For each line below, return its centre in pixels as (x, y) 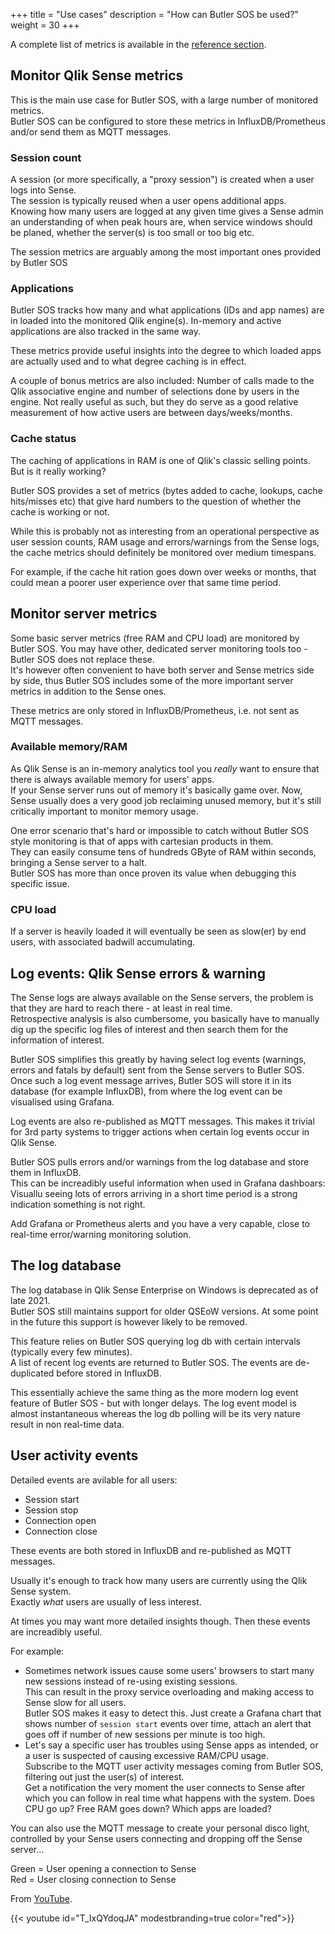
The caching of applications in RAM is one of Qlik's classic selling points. (161, 460)
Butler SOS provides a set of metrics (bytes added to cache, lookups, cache (166, 490)
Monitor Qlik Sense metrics (97, 75)
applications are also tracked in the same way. (106, 331)
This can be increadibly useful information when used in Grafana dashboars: (168, 1183)
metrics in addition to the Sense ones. (88, 691)
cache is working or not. (60, 511)
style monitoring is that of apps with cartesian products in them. (142, 841)
